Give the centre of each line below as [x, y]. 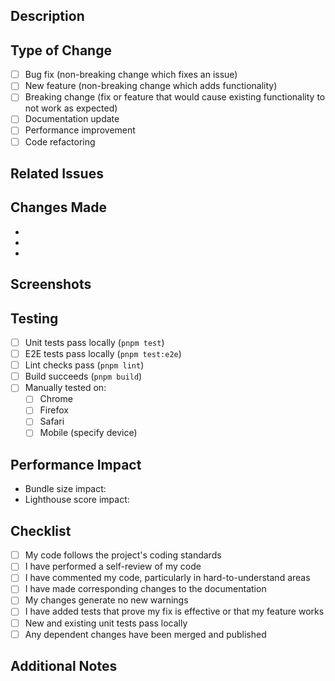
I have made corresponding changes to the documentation [145, 589]
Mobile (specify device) [88, 433]
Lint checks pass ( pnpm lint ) [84, 365]
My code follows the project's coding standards [123, 555]
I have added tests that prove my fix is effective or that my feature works [174, 611]
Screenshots [51, 284]
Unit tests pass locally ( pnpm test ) [94, 342]
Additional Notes [64, 666]
